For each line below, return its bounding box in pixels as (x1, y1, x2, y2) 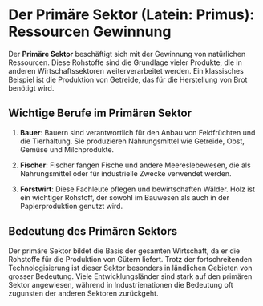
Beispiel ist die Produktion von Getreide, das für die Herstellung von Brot (8, 74, 248, 84)
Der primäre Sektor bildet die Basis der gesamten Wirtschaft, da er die (8, 246, 241, 256)
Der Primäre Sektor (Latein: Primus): (8, 6, 255, 24)
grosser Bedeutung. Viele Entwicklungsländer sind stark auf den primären (8, 271, 253, 281)
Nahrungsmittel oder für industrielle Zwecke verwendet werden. (19, 168, 232, 178)
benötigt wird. (8, 83, 55, 93)
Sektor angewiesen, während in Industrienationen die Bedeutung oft (8, 280, 234, 289)
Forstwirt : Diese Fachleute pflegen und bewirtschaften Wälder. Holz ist (19, 184, 255, 194)
